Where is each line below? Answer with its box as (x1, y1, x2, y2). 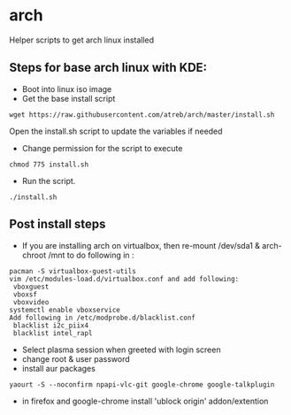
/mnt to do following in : (48, 250, 134, 260)
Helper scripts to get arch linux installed (9, 35, 155, 45)
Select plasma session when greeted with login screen (21, 344, 221, 355)
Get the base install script (21, 93, 116, 104)
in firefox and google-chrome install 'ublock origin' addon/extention (21, 396, 269, 406)
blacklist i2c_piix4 (12, 320, 89, 330)
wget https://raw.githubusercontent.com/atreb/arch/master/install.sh (9, 110, 275, 119)
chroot (21, 250, 47, 260)
